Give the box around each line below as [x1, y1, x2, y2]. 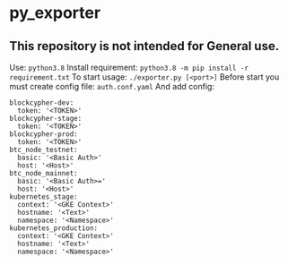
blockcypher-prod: [9, 130, 78, 139]
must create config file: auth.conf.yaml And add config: [9, 81, 215, 91]
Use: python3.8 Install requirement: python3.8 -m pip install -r [9, 62, 249, 73]
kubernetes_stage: [9, 192, 78, 201]
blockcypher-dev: [9, 98, 74, 107]
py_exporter [9, 3, 101, 23]
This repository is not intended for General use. [9, 38, 280, 54]
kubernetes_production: [9, 224, 99, 233]
